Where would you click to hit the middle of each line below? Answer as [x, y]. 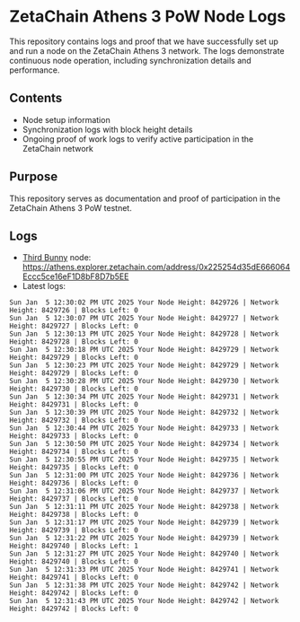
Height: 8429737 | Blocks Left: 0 [74, 499]
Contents [36, 98]
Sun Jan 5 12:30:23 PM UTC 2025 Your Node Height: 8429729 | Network [144, 365]
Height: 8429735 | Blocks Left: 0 [74, 468]
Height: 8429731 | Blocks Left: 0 [74, 405]
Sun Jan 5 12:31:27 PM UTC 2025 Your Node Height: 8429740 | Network [144, 554]
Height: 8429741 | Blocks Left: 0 [74, 578]
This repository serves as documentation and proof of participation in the [145, 198]
